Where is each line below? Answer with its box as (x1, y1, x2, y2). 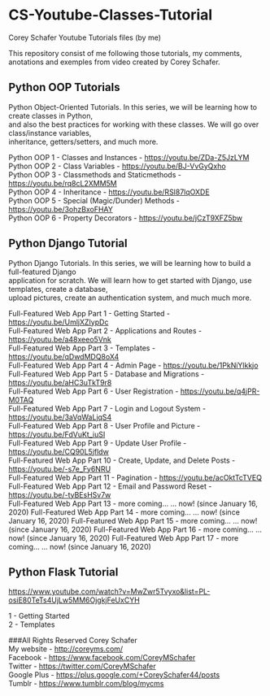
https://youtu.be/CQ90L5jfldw (8, 446, 110, 456)
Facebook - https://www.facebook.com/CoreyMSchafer (8, 653, 196, 663)
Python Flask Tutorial (8, 565, 119, 579)
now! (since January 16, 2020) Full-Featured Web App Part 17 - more (8, 533, 239, 542)
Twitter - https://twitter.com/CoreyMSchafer (8, 661, 156, 672)
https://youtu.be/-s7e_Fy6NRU (8, 463, 111, 473)
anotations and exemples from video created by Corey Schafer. (8, 57, 221, 67)
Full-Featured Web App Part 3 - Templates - (8, 343, 156, 353)
